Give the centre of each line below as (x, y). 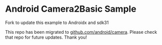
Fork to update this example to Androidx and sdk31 (57, 22)
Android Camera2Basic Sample (71, 9)
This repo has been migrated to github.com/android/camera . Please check (81, 32)
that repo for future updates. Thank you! (46, 37)
